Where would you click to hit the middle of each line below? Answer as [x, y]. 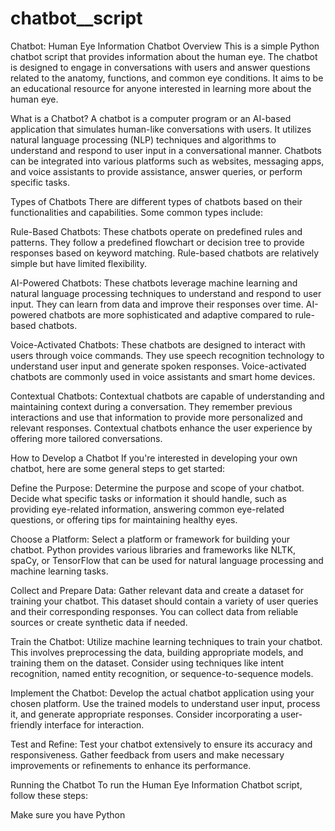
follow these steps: [49, 795]
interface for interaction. [94, 724]
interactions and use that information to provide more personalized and [156, 417]
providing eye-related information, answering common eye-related [147, 509]
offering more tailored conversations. [86, 438]
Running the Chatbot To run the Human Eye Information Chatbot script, [156, 784]
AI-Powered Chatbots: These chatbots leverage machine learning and [154, 283]
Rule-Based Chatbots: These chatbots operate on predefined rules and [156, 231]
